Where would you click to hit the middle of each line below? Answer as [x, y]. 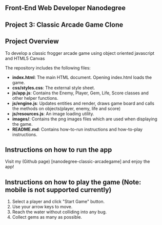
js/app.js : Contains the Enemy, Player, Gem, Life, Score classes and [80, 93]
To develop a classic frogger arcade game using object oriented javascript [80, 53]
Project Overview [32, 41]
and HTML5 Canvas [25, 58]
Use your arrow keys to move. [42, 207]
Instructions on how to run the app [59, 149]
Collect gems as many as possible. [47, 217]
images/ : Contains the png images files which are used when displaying [85, 119]
